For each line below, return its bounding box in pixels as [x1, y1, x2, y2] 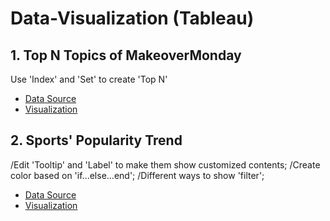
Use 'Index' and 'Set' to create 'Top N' [10, 73, 168, 85]
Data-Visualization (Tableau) [10, 7, 255, 30]
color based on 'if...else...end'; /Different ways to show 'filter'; [10, 169, 265, 181]
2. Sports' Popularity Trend [10, 132, 183, 149]
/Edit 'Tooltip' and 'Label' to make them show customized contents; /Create [10, 158, 321, 171]
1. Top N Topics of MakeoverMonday [10, 47, 242, 64]
